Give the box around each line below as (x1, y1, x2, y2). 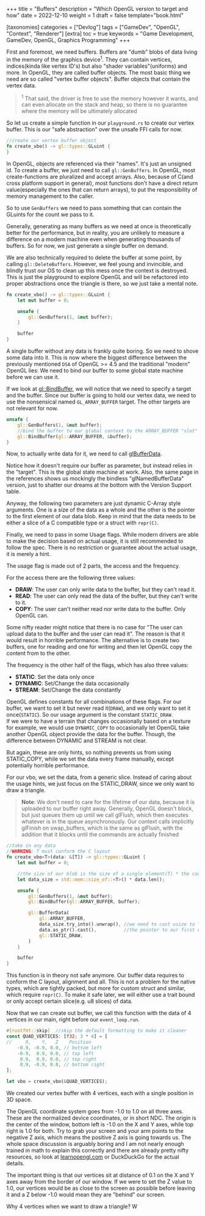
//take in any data (6, 842, 56, 849)
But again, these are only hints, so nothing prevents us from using (6, 749, 172, 756)
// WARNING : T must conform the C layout (6, 849, 111, 855)
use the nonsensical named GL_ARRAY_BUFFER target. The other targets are (6, 398, 191, 405)
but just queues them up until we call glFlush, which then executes (21, 811, 189, 819)
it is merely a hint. (6, 551, 51, 558)
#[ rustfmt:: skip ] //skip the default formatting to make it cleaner (6, 1028, 187, 1034)
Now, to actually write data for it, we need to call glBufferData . (6, 450, 162, 457)
